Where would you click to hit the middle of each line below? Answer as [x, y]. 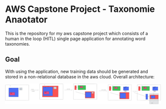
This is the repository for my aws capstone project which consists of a [77, 33]
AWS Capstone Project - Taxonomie [80, 9]
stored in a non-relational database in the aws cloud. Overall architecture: [80, 77]
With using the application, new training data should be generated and [77, 71]
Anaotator [26, 20]
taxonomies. [18, 44]
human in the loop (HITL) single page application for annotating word [75, 39]
